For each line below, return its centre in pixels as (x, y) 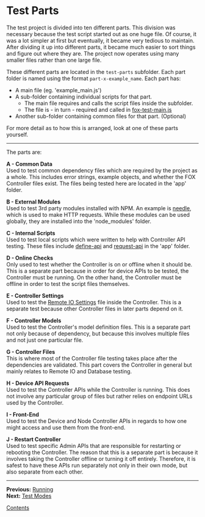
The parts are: (24, 152)
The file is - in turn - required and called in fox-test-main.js (98, 109)
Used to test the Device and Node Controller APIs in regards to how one (97, 421)
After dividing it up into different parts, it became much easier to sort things (101, 47)
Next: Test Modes (29, 496)
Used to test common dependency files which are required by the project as (102, 170)
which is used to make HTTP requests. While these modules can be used (98, 215)
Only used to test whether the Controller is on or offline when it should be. (99, 264)
